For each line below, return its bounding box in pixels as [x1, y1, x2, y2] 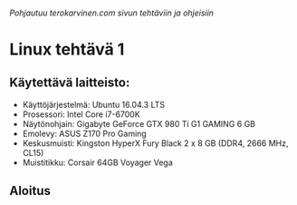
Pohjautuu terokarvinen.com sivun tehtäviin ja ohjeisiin [9, 7, 215, 18]
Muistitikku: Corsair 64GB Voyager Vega [22, 157, 174, 168]
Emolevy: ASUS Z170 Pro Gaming [22, 128, 147, 139]
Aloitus [9, 182, 52, 199]
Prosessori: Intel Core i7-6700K [22, 109, 140, 120]
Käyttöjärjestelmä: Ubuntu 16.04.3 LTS [22, 99, 166, 110]
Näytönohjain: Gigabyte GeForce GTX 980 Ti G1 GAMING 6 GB [22, 118, 256, 129]
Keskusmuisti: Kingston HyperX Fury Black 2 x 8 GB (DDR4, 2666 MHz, [22, 137, 289, 149]
